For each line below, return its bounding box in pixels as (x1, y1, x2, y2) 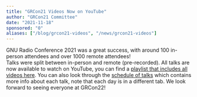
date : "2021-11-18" (6, 19, 54, 25)
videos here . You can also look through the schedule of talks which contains (6, 72, 192, 79)
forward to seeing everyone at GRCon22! (6, 84, 106, 91)
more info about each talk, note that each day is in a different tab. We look (6, 78, 186, 85)
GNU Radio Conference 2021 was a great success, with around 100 (6, 46, 170, 53)
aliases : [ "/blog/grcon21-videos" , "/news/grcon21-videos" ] (6, 31, 157, 36)
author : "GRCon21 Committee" (6, 14, 78, 20)
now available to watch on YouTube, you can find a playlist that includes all (6, 65, 188, 72)
